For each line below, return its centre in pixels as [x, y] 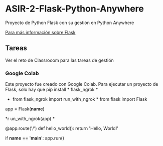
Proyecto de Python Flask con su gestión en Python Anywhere [70, 23]
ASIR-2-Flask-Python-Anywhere [74, 9]
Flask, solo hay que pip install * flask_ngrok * [52, 90]
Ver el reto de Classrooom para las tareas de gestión [59, 60]
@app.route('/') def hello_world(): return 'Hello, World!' [62, 128]
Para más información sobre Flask [40, 32]
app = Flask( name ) [25, 109]
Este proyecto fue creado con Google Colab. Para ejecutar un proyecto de [82, 84]
